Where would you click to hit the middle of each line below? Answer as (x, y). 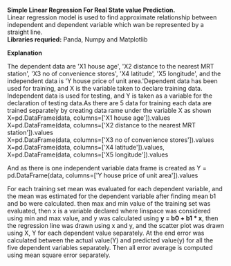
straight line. (25, 32)
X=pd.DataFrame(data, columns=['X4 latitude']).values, (86, 147)
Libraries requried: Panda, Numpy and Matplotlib (77, 39)
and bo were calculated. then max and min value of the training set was (109, 203)
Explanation (25, 53)
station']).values (30, 132)
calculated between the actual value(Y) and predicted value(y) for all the (110, 240)
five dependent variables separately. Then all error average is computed (110, 248)
